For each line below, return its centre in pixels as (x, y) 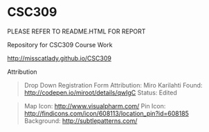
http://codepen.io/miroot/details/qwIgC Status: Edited (101, 92)
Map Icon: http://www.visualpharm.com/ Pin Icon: (95, 106)
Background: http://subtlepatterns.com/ (81, 121)
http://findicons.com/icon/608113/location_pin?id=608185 (106, 113)
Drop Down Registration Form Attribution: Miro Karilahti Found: (113, 85)
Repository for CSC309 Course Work (60, 44)
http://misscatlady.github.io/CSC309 (60, 58)
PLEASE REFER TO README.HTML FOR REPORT (76, 31)
